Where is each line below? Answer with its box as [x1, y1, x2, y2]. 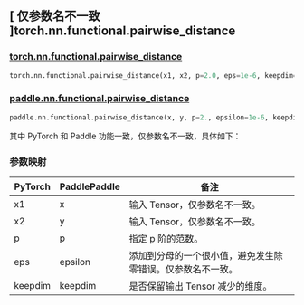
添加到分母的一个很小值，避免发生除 [128, 250, 283, 262]
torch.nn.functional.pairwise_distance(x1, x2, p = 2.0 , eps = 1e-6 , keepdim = [9, 71, 298, 80]
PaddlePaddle [59, 180, 120, 193]
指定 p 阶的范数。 [128, 233, 204, 245]
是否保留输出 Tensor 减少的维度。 [128, 280, 273, 292]
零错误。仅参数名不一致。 [128, 263, 238, 276]
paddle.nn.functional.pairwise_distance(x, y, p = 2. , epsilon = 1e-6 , [9, 112, 270, 122]
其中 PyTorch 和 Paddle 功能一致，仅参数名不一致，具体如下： [9, 130, 242, 141]
